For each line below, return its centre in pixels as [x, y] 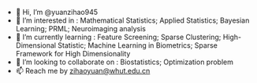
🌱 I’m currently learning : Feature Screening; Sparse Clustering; [118, 37]
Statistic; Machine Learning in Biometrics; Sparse [138, 45]
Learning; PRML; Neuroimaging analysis [80, 29]
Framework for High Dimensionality [73, 54]
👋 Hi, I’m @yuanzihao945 [57, 12]
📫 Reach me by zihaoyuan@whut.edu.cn [83, 71]
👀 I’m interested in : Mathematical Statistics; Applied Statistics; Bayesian [132, 20]
